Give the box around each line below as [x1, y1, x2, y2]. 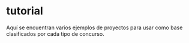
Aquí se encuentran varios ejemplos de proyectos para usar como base [6, 24, 183, 31]
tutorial [6, 4, 43, 18]
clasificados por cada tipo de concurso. [6, 30, 105, 37]
